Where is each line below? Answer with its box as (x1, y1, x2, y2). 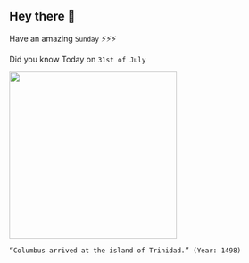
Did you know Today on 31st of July (9, 53, 146, 64)
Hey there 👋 (9, 9, 76, 24)
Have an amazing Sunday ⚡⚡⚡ (9, 33, 117, 44)
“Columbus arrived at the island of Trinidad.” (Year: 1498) (9, 246, 242, 255)
